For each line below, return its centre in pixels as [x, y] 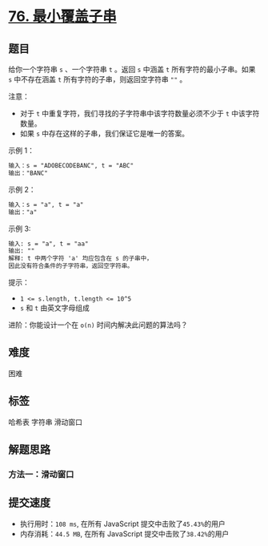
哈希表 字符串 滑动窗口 [45, 422]
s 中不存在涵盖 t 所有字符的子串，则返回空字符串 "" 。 [98, 79]
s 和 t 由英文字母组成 [54, 308]
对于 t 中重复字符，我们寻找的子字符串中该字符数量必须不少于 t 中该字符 [140, 113]
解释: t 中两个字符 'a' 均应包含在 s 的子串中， [81, 259]
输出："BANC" [28, 173]
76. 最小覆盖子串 [63, 16]
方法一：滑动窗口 [41, 474]
